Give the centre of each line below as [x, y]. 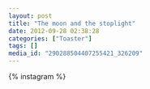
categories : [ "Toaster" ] [50, 38]
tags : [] [23, 46]
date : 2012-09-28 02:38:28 [54, 31]
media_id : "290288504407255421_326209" [76, 53]
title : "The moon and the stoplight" [72, 23]
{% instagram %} [37, 76]
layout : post [30, 16]
